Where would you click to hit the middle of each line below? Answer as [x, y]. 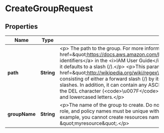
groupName [21, 114]
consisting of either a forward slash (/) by [107, 79]
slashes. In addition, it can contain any [103, 85]
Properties [21, 27]
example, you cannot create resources [104, 117]
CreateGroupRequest [49, 9]
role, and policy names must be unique [104, 111]
